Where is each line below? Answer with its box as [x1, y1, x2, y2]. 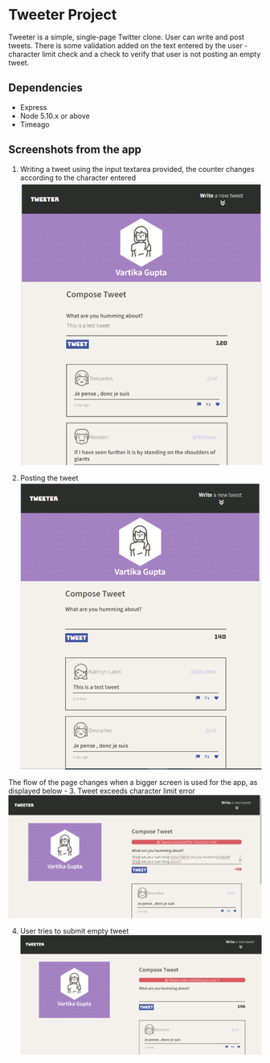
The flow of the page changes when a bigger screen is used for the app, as [8, 778, 258, 787]
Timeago [19, 119, 50, 129]
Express [19, 102, 47, 112]
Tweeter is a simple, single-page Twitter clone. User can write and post [8, 32, 245, 42]
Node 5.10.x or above [19, 111, 90, 121]
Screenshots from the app [8, 143, 142, 157]
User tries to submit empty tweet [19, 926, 129, 936]
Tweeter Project [8, 6, 117, 24]
